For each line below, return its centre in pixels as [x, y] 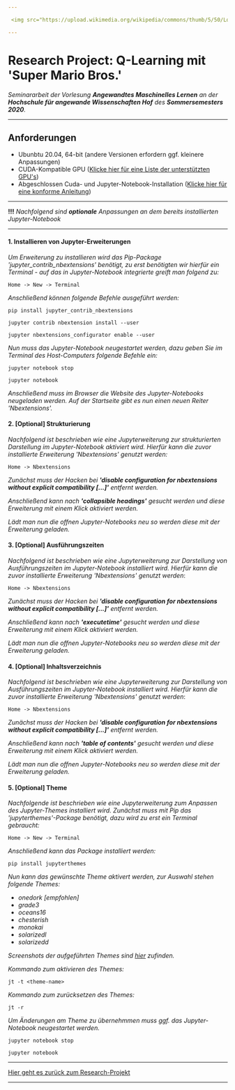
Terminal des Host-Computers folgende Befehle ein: [83, 355]
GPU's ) [28, 177]
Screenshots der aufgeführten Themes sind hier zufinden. [91, 955]
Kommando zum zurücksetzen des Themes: [71, 995]
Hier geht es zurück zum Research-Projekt [69, 1073]
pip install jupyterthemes [47, 864]
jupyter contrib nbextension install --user [74, 323]
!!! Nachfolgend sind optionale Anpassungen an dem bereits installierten [113, 212]
